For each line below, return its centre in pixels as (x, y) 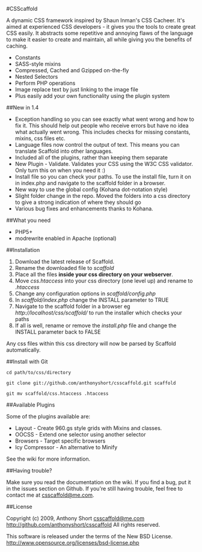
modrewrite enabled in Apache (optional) (66, 238)
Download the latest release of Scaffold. (65, 262)
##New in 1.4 (23, 107)
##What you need (29, 220)
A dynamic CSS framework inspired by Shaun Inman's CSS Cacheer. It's (96, 20)
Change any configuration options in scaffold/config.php (85, 293)
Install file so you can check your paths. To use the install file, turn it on (103, 176)
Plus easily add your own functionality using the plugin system (92, 96)
